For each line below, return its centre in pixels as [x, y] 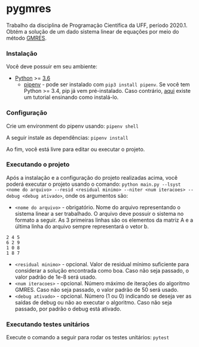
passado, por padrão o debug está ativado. [68, 309]
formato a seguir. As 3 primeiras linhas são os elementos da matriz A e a [104, 220]
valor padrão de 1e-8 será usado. [56, 277]
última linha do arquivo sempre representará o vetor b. [82, 226]
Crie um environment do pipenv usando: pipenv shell [73, 126]
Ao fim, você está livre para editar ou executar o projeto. [76, 149]
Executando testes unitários [48, 324]
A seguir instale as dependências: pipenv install [67, 137]
